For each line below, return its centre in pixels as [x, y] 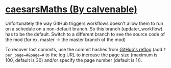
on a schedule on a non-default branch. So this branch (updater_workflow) [84, 28]
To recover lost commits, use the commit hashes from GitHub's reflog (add [84, 49]
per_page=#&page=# [25, 55]
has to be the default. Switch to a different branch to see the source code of [85, 34]
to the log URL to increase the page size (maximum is [101, 55]
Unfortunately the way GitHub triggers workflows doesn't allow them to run [84, 23]
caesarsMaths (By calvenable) [71, 9]
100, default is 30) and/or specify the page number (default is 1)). [74, 60]
